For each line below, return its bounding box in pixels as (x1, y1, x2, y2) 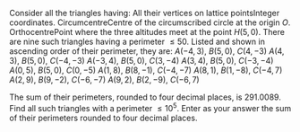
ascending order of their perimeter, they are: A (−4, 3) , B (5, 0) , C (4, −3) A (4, (9, 46, 285, 57)
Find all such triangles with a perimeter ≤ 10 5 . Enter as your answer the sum (9, 101, 292, 113)
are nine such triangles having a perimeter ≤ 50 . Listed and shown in (9, 36, 266, 47)
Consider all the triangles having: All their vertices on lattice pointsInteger (9, 8, 280, 18)
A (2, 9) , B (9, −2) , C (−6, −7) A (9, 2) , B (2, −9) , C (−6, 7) (9, 75, 200, 84)
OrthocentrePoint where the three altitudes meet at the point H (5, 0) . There (9, 27, 285, 37)
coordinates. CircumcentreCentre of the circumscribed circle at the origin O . (9, 17, 291, 28)
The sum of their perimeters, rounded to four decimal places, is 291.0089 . (9, 92, 282, 102)
